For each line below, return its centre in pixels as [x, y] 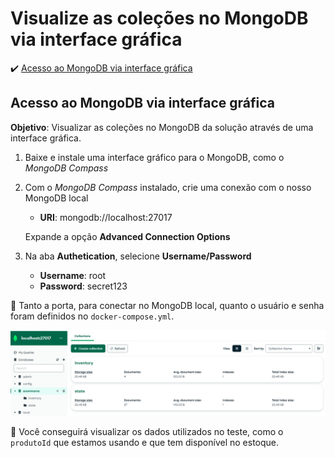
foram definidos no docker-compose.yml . [92, 316]
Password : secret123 [83, 286]
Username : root [73, 275]
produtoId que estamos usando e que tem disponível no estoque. [145, 442]
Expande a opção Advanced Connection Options [127, 236]
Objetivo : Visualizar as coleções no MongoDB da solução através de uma [162, 127]
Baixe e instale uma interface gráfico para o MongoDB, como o [154, 157]
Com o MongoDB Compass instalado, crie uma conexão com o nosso [168, 187]
